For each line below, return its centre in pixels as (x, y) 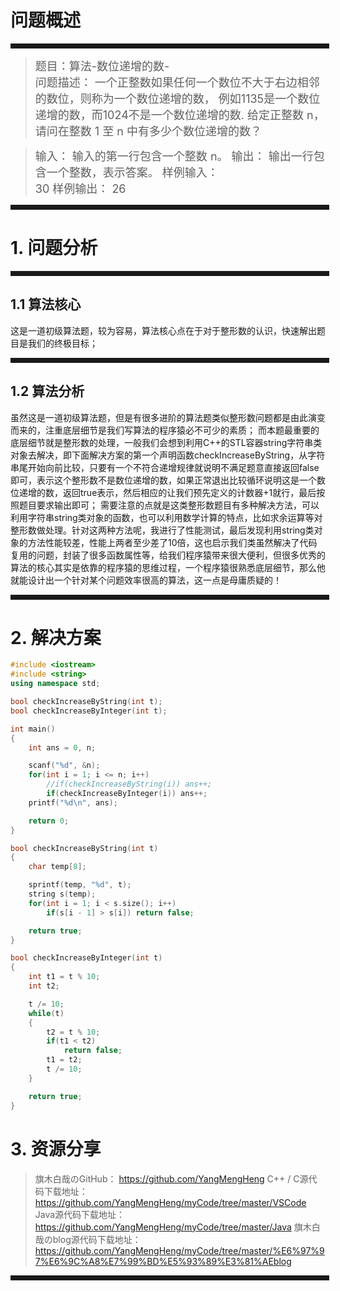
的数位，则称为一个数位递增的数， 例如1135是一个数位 (177, 98)
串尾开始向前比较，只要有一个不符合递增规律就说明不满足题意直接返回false (165, 467)
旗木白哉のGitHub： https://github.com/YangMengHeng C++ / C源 (171, 1178)
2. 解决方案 (56, 637)
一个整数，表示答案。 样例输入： (132, 172)
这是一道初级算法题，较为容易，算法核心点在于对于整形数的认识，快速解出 (163, 330)
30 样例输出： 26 (80, 188)
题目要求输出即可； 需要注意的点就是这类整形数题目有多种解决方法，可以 (169, 505)
